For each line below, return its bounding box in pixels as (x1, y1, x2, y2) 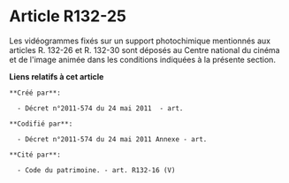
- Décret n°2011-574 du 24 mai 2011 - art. (17, 103, 184, 112)
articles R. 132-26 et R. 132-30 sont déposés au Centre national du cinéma (9, 44, 280, 55)
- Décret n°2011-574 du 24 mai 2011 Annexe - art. (17, 134, 208, 143)
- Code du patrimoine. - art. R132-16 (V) (17, 165, 176, 174)
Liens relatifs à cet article (9, 71, 104, 81)
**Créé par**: (9, 88, 62, 97)
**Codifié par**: (9, 119, 73, 128)
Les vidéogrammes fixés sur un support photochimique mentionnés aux (9, 35, 271, 46)
